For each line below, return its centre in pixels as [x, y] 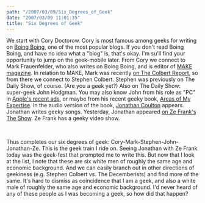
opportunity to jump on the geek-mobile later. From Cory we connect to [96, 60]
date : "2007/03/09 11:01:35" [43, 18]
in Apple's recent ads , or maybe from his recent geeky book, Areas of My [99, 99]
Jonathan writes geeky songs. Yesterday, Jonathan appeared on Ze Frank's [101, 112]
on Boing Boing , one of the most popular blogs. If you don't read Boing [95, 47]
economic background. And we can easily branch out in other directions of [100, 168]
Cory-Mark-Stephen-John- [145, 142]
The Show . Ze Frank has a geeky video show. [63, 118]
